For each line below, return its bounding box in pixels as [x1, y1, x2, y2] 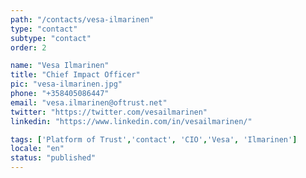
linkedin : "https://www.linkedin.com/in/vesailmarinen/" [10, 116, 253, 126]
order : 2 [10, 42, 47, 53]
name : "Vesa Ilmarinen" [10, 61, 110, 71]
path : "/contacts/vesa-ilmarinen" [10, 14, 155, 25]
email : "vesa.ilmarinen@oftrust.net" [10, 97, 168, 108]
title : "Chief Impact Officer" [10, 70, 141, 80]
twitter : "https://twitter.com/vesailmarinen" [10, 107, 208, 117]
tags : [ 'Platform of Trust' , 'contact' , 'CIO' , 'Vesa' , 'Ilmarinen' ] [10, 134, 298, 145]
